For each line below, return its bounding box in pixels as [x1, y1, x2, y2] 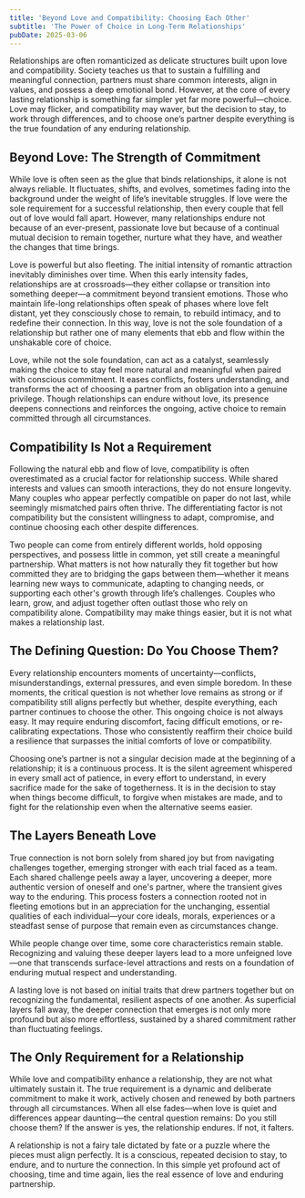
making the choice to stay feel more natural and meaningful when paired [9, 364, 282, 375]
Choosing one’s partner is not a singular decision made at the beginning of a [9, 753, 296, 764]
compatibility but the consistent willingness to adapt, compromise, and [9, 512, 275, 523]
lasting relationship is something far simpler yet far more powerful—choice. [9, 94, 292, 105]
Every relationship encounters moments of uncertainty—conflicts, [9, 667, 257, 678]
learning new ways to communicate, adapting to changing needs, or [9, 578, 265, 589]
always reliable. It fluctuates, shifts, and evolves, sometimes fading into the [9, 183, 291, 194]
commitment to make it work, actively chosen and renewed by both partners [9, 1093, 296, 1104]
